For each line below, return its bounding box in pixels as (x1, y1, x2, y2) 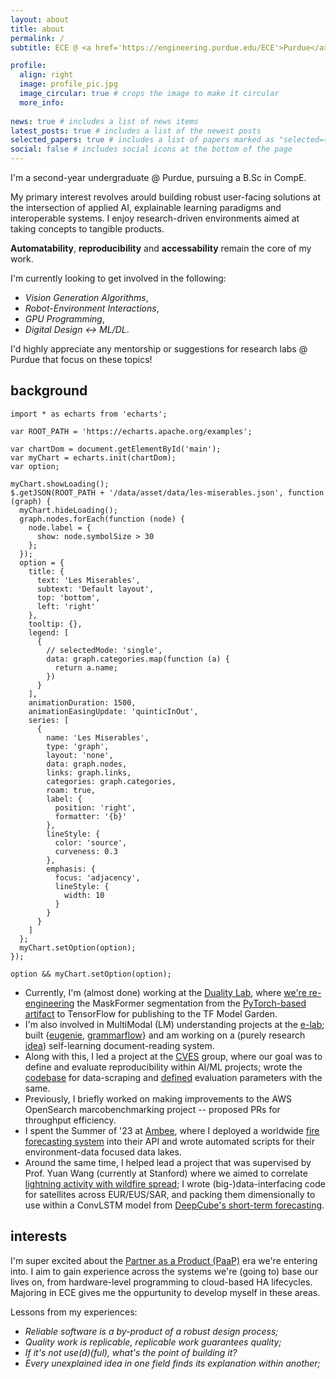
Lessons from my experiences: (10, 1306, 138, 1318)
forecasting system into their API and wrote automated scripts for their (24, 1135, 316, 1147)
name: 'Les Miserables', (46, 732, 150, 743)
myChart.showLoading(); (10, 479, 110, 489)
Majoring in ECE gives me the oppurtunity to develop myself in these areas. (10, 1286, 321, 1298)
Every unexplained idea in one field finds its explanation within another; (24, 1357, 321, 1369)
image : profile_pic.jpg (19, 79, 118, 90)
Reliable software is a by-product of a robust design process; (24, 1325, 279, 1337)
